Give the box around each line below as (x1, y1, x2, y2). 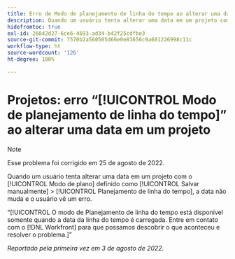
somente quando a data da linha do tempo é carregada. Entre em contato (7, 215, 219, 224)
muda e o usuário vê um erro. (7, 194, 92, 203)
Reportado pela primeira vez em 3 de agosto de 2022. (7, 244, 164, 252)
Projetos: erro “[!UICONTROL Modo (7, 92, 217, 108)
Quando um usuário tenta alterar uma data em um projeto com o (7, 172, 192, 181)
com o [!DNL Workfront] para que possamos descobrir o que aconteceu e (7, 223, 220, 231)
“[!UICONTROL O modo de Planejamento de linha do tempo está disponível (7, 208, 224, 216)
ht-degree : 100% (7, 56, 55, 63)
